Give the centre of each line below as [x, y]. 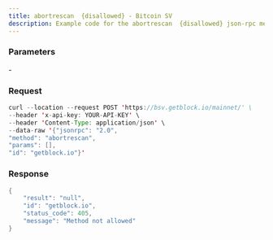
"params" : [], [32, 146]
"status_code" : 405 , [58, 214]
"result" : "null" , [54, 199]
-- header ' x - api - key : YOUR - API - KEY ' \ [74, 115]
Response [28, 174]
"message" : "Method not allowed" [80, 221]
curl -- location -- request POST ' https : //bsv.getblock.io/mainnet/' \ [130, 108]
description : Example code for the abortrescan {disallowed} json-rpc [132, 24]
